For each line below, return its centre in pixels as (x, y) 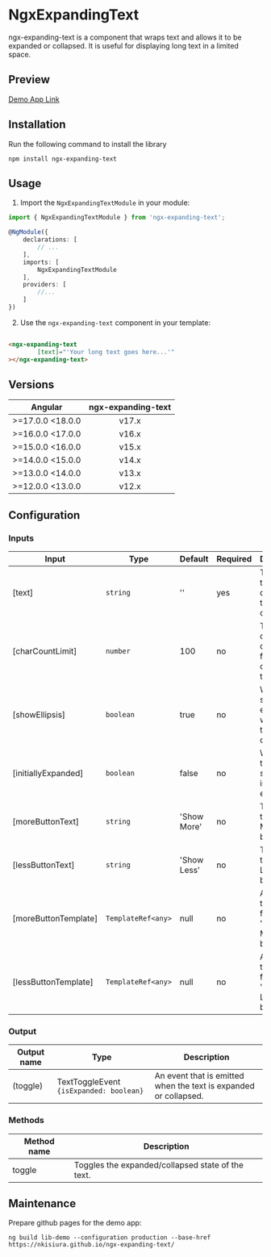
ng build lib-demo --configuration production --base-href (110, 1238)
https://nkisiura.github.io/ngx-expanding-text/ (92, 1245)
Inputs (21, 538)
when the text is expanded (205, 1086)
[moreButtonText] (46, 822)
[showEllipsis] (39, 714)
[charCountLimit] (45, 651)
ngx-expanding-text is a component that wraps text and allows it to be (125, 37)
